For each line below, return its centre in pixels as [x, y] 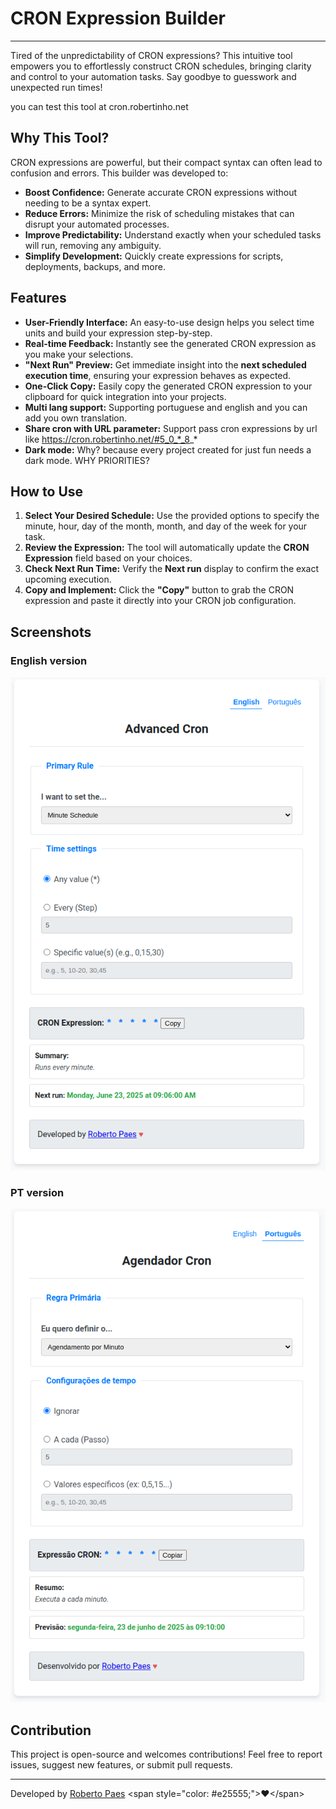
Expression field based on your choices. [108, 558]
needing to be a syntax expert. [88, 203]
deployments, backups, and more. [95, 266]
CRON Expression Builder [118, 18]
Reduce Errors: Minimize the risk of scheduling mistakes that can [159, 213]
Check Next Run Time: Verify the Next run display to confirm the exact [171, 569]
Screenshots [51, 632]
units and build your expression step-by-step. [118, 333]
